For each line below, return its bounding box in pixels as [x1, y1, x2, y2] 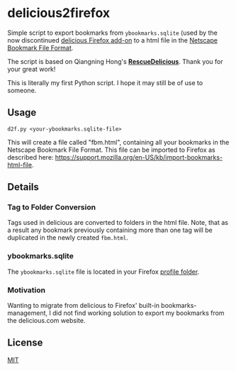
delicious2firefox [7, 5, 111, 21]
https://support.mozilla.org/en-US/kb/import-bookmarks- [55, 153, 223, 161]
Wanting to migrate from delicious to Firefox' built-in [7, 301, 159, 310]
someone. [7, 86, 37, 94]
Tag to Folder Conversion [7, 202, 96, 212]
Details [7, 181, 39, 193]
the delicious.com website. [7, 316, 86, 325]
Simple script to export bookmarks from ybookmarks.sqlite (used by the [7, 28, 218, 37]
